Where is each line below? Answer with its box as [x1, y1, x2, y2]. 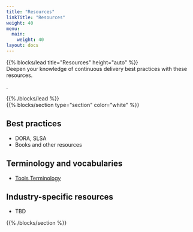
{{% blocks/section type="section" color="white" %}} [6, 101, 140, 108]
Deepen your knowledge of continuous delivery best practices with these [6, 65, 188, 72]
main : [11, 31, 26, 37]
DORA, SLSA [14, 135, 47, 142]
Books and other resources [14, 141, 82, 148]
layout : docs [6, 43, 39, 49]
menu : [6, 25, 20, 32]
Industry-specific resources [6, 192, 114, 202]
